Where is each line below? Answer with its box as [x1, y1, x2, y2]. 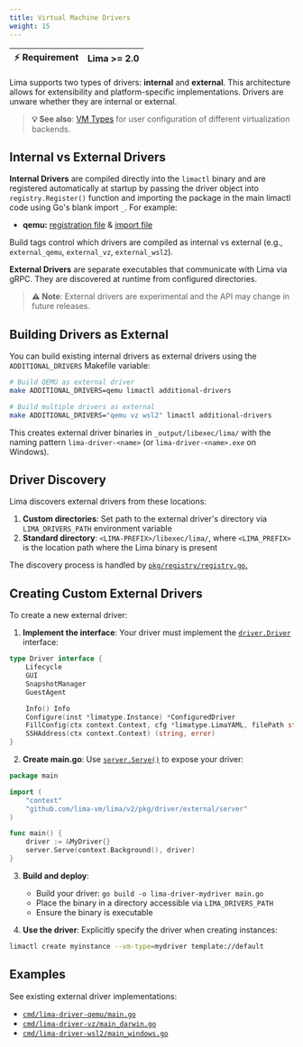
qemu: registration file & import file [22, 220, 153, 231]
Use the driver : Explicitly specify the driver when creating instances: [22, 924, 278, 935]
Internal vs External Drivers [9, 150, 167, 165]
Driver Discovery [9, 472, 106, 487]
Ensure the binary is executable [35, 906, 153, 917]
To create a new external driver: [9, 610, 128, 621]
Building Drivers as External [9, 326, 169, 342]
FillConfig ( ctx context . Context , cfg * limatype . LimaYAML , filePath [25, 721, 284, 730]
